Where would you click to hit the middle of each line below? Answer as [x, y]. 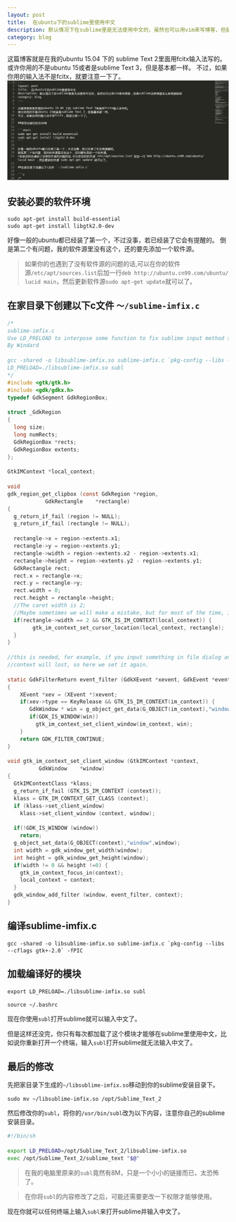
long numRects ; [36, 434]
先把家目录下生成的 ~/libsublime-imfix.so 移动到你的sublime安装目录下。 [113, 1085]
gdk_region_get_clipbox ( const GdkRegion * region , [83, 494]
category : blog [29, 37]
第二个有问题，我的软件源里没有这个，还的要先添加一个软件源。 [105, 248]
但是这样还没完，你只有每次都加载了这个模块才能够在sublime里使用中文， [114, 1033]
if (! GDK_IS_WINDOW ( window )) [56, 828]
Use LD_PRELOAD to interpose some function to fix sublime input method [116, 338]
